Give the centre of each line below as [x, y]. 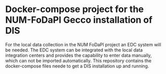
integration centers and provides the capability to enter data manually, [79, 55]
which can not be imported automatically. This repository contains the [78, 60]
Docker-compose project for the [74, 9]
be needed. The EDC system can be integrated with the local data [74, 50]
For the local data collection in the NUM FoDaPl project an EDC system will [83, 44]
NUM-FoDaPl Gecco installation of [79, 20]
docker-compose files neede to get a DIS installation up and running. [77, 66]
